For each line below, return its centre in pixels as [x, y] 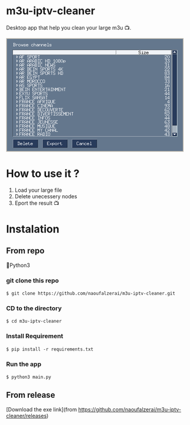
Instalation [33, 229]
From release [31, 395]
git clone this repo [32, 281]
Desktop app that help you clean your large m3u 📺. [69, 27]
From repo [25, 251]
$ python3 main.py [29, 377]
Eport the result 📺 [37, 203]
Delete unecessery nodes [46, 196]
